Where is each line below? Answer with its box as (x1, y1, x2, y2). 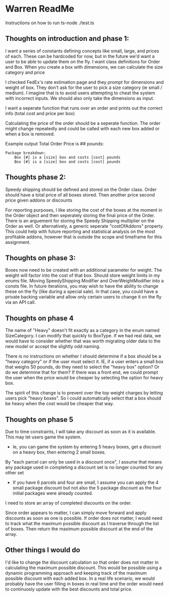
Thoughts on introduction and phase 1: (5, 34, 130, 43)
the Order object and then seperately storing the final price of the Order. (5, 212, 155, 218)
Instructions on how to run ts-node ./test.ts (5, 20, 94, 26)
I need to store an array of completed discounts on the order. (5, 500, 132, 506)
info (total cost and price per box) (5, 110, 75, 116)
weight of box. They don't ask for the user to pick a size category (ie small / (5, 84, 162, 90)
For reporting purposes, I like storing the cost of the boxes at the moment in (5, 207, 162, 213)
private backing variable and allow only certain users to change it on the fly (5, 294, 162, 300)
